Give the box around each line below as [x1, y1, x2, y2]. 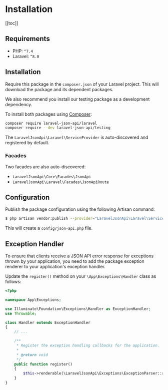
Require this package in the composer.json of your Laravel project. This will [5, 81, 159, 87]
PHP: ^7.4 [12, 48, 33, 54]
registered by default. [5, 140, 50, 146]
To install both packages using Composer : [5, 111, 92, 117]
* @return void [16, 352, 48, 357]
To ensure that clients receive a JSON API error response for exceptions [5, 253, 154, 259]
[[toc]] [5, 20, 18, 26]
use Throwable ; [5, 311, 37, 316]
